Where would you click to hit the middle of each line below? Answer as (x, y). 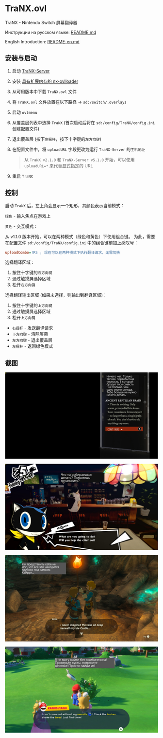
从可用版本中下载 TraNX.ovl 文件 (44, 91)
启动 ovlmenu (24, 112)
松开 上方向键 (24, 318)
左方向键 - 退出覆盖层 (32, 340)
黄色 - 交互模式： (22, 226)
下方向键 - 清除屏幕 (30, 334)
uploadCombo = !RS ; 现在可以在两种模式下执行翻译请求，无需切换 (63, 252)
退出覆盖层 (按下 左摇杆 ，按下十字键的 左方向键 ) (57, 139)
